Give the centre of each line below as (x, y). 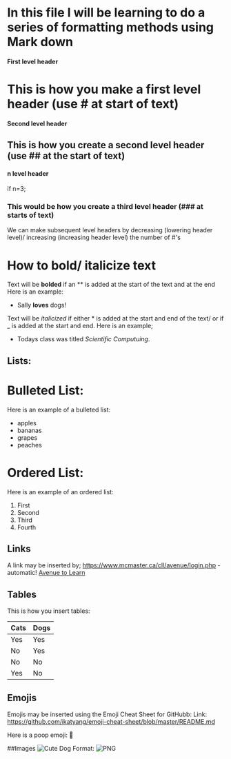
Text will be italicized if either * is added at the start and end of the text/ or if (115, 318)
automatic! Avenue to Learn (46, 573)
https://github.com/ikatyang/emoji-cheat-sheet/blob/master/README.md (111, 722)
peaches (30, 445)
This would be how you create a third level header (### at (105, 207)
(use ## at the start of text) (66, 155)
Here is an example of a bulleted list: (59, 409)
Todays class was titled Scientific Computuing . (83, 339)
